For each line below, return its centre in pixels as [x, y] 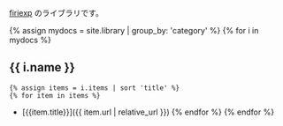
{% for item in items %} [55, 95]
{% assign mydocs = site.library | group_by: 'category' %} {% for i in [134, 30]
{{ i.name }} [42, 67]
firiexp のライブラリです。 [56, 13]
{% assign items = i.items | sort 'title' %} [94, 88]
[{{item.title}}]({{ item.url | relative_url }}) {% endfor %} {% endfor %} [148, 112]
